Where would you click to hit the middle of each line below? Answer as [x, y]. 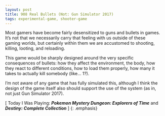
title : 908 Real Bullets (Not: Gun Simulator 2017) [59, 14]
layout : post [19, 10]
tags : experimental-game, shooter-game [46, 19]
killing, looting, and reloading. [35, 48]
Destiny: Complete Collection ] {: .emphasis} [51, 108]
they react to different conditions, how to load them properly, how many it [80, 68]
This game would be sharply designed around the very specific [69, 58]
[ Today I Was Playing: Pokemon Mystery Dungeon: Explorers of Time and [82, 103]
